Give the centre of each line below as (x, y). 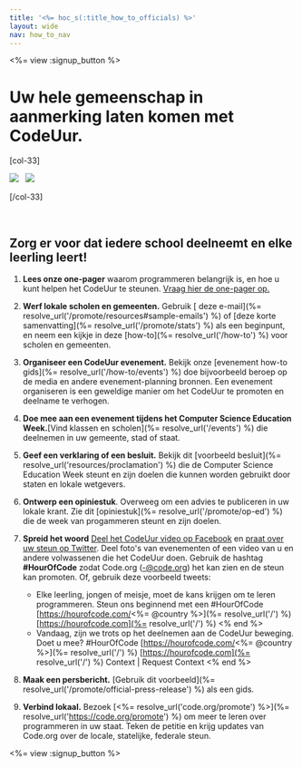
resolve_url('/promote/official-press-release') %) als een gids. (138, 689)
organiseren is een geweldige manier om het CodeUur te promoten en (153, 392)
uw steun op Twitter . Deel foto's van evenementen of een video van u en (158, 549)
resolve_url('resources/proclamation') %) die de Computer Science (148, 465)
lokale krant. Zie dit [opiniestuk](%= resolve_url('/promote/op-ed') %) (152, 511)
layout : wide (34, 26)
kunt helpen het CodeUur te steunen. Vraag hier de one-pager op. (146, 289)
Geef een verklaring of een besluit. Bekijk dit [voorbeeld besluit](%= (152, 455)
